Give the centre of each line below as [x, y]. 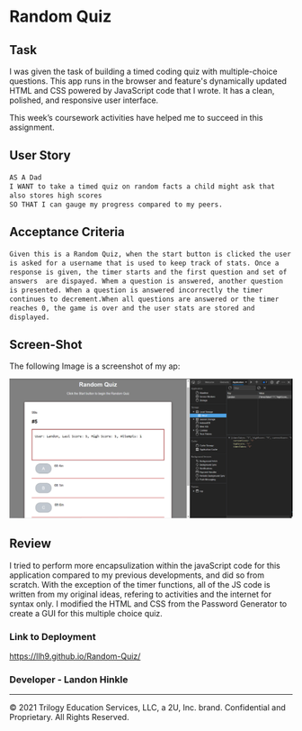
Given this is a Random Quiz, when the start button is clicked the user [151, 254]
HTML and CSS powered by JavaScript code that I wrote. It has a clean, [142, 91]
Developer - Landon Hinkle [69, 680]
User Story [40, 155]
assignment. [32, 127]
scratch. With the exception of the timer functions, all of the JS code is [140, 584]
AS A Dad [26, 178]
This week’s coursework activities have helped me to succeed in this [136, 118]
